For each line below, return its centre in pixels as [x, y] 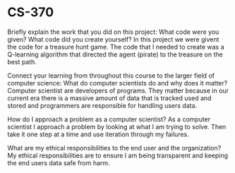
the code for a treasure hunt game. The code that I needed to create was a [116, 47]
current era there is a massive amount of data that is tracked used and [109, 98]
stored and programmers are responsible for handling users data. [102, 105]
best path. [22, 61]
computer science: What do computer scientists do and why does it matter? [117, 83]
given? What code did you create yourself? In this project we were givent [113, 39]
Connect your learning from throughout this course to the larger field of [111, 76]
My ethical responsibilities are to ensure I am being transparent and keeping [117, 155]
